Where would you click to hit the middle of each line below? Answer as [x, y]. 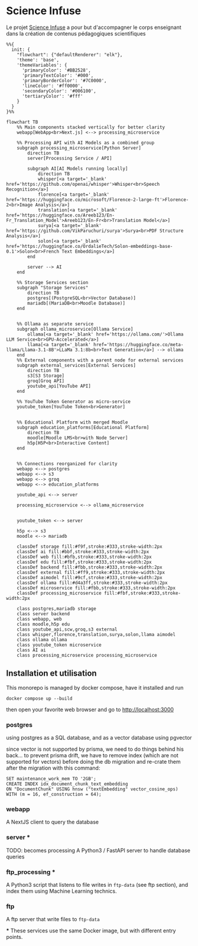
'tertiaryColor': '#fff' [52, 96]
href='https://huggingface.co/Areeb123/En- [61, 215]
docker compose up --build [39, 698]
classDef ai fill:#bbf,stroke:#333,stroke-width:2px [83, 551]
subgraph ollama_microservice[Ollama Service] [75, 329]
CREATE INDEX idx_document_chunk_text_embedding [67, 784]
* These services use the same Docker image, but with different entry [91, 931]
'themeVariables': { [42, 65]
